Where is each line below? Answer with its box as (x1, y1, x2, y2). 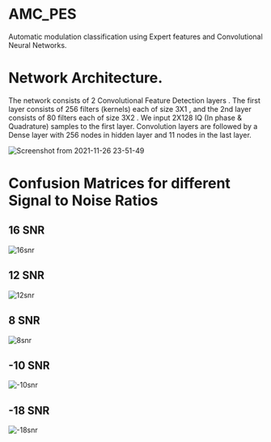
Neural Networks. (8, 40, 67, 49)
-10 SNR (8, 358, 50, 372)
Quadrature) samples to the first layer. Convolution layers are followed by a (8, 121, 258, 131)
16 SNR (8, 224, 45, 238)
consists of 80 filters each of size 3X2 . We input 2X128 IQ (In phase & (8, 113, 243, 122)
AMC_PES (8, 5, 77, 24)
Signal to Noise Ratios (8, 191, 159, 210)
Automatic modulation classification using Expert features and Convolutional (8, 32, 263, 41)
